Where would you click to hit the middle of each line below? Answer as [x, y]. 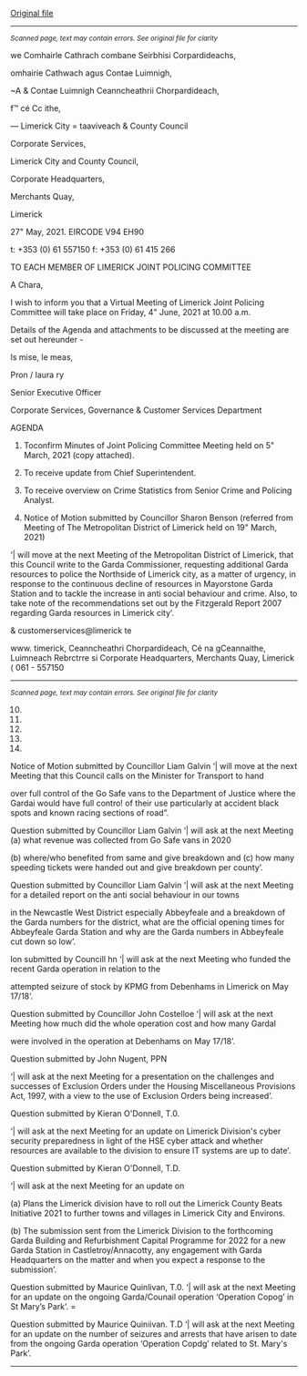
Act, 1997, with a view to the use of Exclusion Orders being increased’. [142, 1096]
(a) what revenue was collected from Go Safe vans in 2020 [121, 840]
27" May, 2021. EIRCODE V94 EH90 [77, 232]
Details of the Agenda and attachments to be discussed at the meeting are [150, 330]
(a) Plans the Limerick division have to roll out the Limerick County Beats [147, 1203]
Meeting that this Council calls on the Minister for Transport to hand [138, 775]
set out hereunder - [47, 339]
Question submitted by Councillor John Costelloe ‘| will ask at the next [142, 1014]
